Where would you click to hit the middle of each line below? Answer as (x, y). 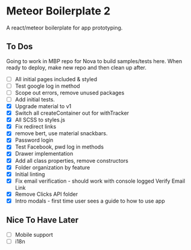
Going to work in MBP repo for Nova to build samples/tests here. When (94, 61)
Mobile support (34, 234)
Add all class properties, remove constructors (71, 160)
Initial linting (30, 174)
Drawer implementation (44, 154)
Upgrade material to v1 (43, 106)
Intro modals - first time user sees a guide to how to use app (90, 201)
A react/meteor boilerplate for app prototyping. (64, 28)
